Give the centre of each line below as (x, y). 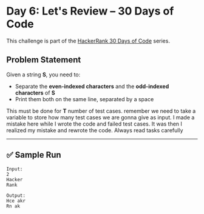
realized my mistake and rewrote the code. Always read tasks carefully (95, 130)
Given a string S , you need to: (43, 75)
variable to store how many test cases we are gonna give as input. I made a (100, 117)
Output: (16, 195)
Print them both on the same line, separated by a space (84, 99)
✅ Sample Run (34, 155)
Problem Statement (44, 60)
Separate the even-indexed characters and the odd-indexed (92, 86)
